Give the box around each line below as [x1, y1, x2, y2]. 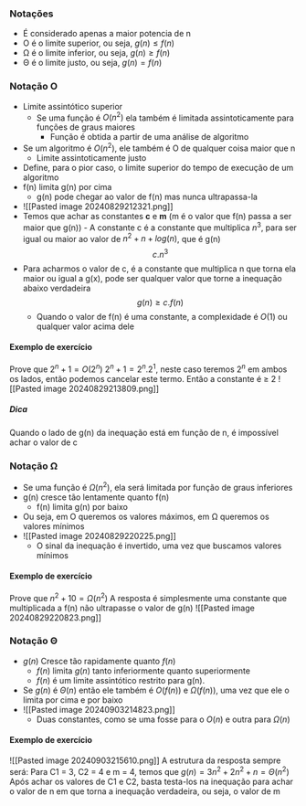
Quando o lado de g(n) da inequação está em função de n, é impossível [9, 427, 279, 438]
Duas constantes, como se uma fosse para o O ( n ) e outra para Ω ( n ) [36, 714, 290, 725]
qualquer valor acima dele [36, 321, 135, 332]
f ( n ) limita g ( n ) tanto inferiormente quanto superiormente [36, 665, 251, 676]
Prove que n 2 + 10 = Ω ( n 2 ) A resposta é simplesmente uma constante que [9, 590, 288, 603]
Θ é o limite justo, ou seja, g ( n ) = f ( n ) [22, 58, 163, 69]
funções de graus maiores [36, 122, 135, 133]
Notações [9, 7, 54, 20]
